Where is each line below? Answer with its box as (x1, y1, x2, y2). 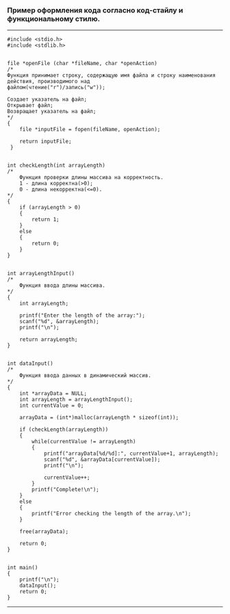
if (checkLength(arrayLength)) (19, 426, 109, 434)
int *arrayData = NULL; (19, 390, 88, 397)
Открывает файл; (7, 102, 53, 109)
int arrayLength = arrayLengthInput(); (19, 397, 133, 403)
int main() (7, 565, 38, 571)
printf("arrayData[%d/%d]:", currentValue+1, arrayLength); (43, 450, 219, 458)
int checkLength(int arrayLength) (7, 162, 106, 169)
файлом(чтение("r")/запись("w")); (7, 84, 106, 91)
